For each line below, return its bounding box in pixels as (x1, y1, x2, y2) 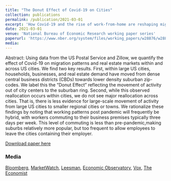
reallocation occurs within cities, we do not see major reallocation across (5, 92, 158, 98)
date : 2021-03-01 (5, 27, 42, 32)
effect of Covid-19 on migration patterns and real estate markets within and (5, 60, 163, 66)
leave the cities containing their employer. (5, 131, 93, 137)
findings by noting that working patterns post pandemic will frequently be (5, 109, 159, 115)
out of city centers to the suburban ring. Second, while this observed (5, 87, 150, 93)
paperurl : (5, 36, 26, 41)
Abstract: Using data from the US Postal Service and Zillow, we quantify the (5, 55, 164, 61)
